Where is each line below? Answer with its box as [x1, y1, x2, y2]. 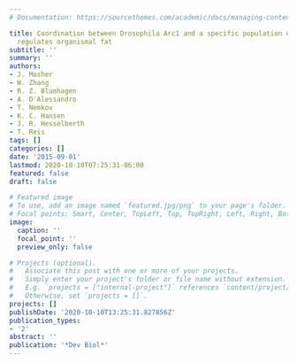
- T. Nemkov [9, 103, 53, 112]
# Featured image [9, 193, 73, 202]
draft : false [9, 177, 57, 186]
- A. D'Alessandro [9, 95, 77, 104]
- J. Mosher [9, 70, 53, 80]
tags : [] [9, 136, 42, 145]
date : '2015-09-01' [9, 152, 81, 161]
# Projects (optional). [9, 259, 97, 267]
